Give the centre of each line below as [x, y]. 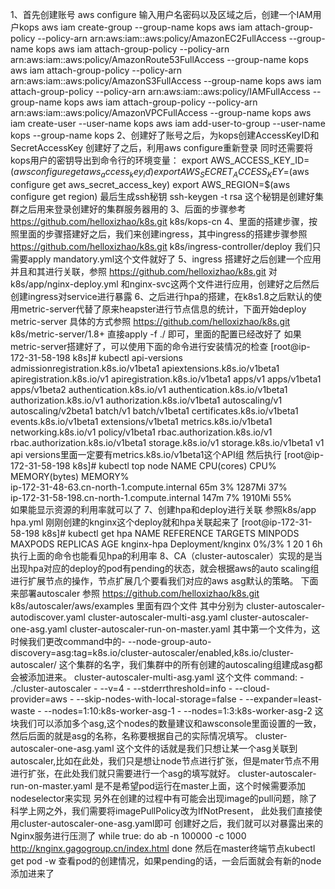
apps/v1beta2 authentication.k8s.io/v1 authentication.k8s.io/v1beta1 [149, 389]
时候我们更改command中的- [68, 641]
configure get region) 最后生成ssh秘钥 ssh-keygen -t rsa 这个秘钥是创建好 [163, 196]
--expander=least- [284, 699]
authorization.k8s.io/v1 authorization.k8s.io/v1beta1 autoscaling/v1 [146, 400]
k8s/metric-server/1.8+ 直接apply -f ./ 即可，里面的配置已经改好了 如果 [156, 334]
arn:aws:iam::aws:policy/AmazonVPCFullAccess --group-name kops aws [161, 112]
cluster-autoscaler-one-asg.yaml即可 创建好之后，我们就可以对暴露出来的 [171, 823]
